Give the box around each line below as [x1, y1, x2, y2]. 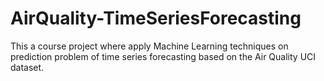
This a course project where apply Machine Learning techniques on [10, 40, 289, 52]
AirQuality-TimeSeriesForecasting [10, 7, 302, 30]
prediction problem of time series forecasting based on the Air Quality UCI [10, 50, 317, 62]
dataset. [10, 61, 45, 73]
